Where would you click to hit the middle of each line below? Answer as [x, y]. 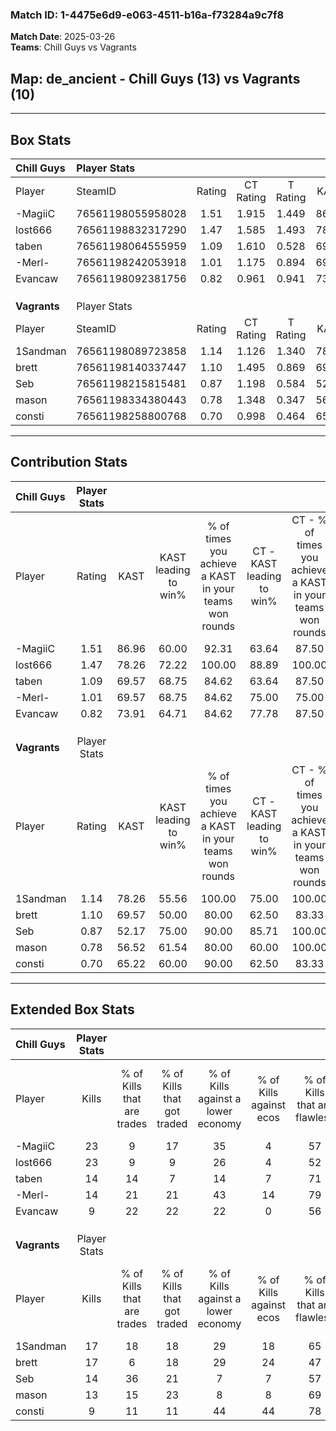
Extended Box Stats [72, 1009]
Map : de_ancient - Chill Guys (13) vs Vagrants [155, 78]
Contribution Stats [69, 462]
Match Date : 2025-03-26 [63, 37]
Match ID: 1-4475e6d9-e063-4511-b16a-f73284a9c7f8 [147, 15]
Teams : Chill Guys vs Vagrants [73, 47]
